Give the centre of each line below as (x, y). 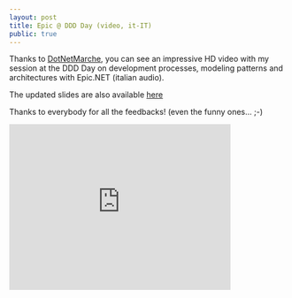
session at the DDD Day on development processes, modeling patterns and (146, 68)
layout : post (33, 17)
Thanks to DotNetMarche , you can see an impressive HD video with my (139, 59)
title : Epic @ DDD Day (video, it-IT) (81, 26)
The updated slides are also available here (86, 95)
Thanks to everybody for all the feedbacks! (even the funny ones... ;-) (136, 112)
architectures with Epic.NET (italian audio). (87, 78)
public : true (33, 34)
